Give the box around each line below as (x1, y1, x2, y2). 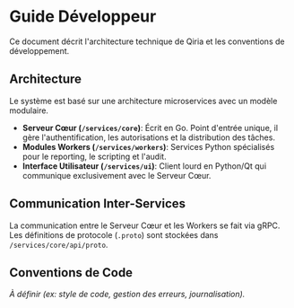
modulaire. (9, 105, 49, 116)
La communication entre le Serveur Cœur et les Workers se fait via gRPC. (9, 220, 281, 231)
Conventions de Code (9, 265, 133, 280)
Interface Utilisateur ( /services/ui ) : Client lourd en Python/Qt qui (22, 160, 267, 172)
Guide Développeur (9, 6, 157, 27)
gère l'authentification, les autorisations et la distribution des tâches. (22, 132, 276, 143)
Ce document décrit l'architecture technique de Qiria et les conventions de (9, 36, 285, 47)
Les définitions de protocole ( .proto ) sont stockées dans (9, 229, 219, 240)
